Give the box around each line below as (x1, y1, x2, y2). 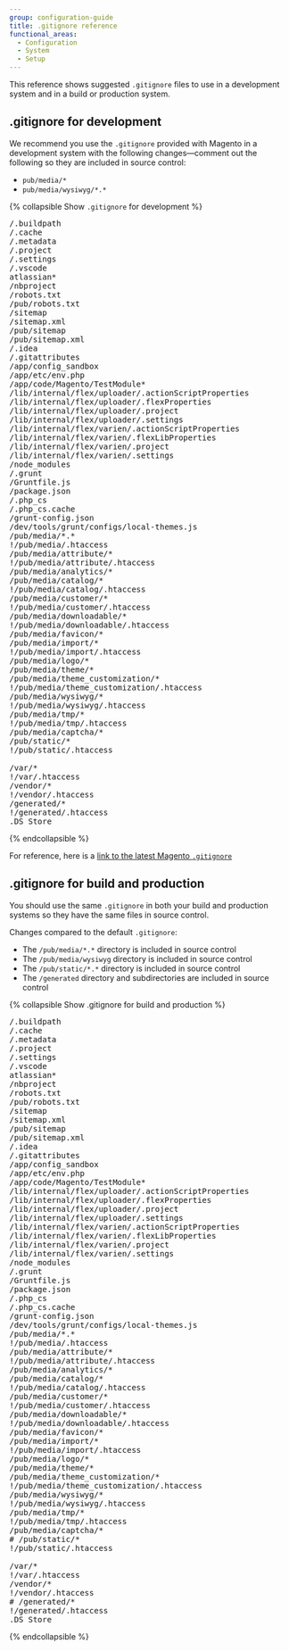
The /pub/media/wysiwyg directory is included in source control (21, 953, 252, 964)
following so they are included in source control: (9, 157, 186, 168)
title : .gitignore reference (9, 21, 118, 30)
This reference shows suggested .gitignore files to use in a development (9, 79, 280, 89)
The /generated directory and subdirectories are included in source (21, 972, 269, 983)
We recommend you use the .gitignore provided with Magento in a (9, 137, 258, 148)
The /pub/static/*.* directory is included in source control (21, 963, 241, 974)
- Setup (17, 54, 46, 63)
